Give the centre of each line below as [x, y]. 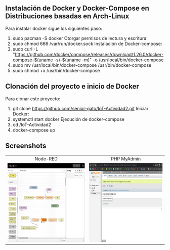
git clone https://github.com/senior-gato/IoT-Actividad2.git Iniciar [80, 108]
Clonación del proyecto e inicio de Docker [72, 86]
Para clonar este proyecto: [33, 99]
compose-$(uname [33, 60]
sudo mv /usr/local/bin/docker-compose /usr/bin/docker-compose [82, 65]
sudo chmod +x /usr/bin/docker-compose [56, 70]
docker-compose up [34, 130]
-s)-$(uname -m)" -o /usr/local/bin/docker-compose [109, 60]
